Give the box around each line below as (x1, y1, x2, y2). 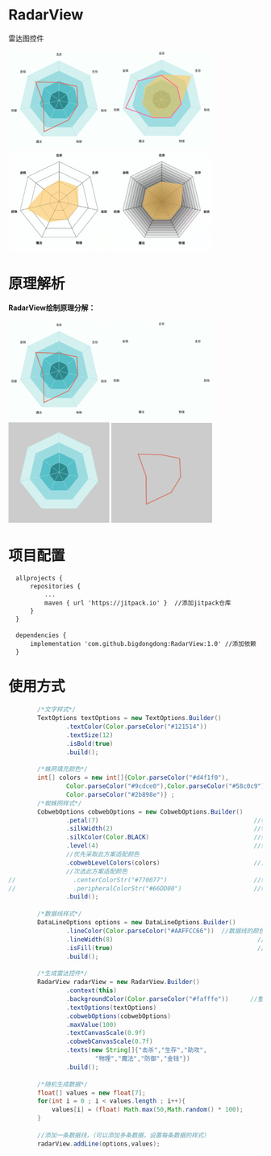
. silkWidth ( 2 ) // (65, 825, 262, 833)
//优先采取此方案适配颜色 (65, 850, 140, 859)
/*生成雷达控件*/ (37, 970, 89, 978)
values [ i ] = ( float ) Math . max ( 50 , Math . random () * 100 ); (51, 1106, 244, 1114)
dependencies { (15, 631, 67, 639)
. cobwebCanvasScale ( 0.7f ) (65, 1037, 153, 1046)
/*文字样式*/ (37, 706, 77, 714)
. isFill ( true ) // (65, 944, 265, 952)
